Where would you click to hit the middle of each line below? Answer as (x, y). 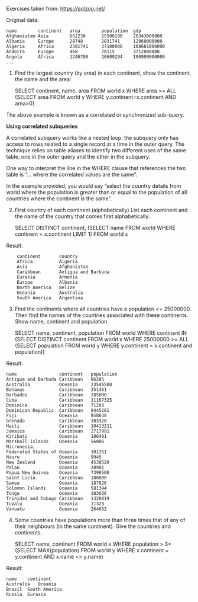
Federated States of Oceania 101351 (57, 452)
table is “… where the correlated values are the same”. (72, 174)
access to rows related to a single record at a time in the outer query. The (95, 144)
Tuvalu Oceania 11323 (55, 504)
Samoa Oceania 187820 (57, 483)
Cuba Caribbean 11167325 (59, 400)
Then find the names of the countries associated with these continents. (101, 315)
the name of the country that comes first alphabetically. (82, 216)
